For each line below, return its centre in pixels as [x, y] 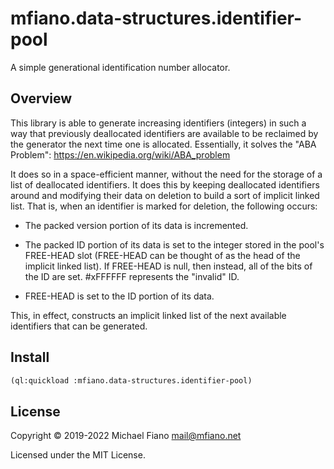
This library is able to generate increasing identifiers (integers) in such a [158, 123]
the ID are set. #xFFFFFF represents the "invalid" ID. [132, 276]
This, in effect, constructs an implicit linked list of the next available [148, 315]
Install [30, 357]
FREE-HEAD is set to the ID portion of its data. [119, 296]
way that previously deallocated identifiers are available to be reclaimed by [164, 133]
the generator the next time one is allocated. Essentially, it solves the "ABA [163, 144]
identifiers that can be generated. [79, 326]
